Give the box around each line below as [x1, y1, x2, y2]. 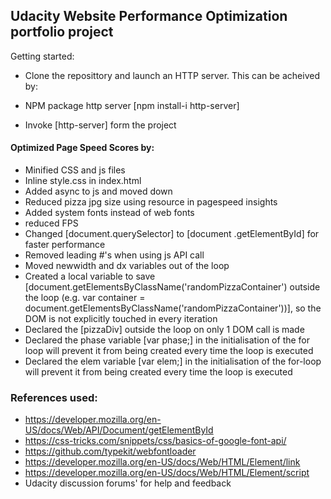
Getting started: [10, 50, 75, 62]
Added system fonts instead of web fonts [24, 207, 195, 219]
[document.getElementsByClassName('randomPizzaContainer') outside [24, 281, 321, 293]
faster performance [24, 239, 106, 251]
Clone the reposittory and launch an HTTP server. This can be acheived [24, 69, 320, 81]
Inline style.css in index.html [24, 175, 142, 187]
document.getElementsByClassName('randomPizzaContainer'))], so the [24, 302, 322, 314]
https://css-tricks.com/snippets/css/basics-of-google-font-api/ [24, 435, 287, 447]
